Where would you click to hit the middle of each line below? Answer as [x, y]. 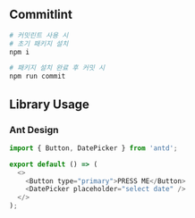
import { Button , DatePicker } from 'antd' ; [93, 148]
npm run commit [38, 76]
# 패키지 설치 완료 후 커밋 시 [57, 68]
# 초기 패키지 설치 [39, 44]
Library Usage [49, 104]
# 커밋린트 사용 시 [39, 35]
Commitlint [41, 15]
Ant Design [34, 130]
